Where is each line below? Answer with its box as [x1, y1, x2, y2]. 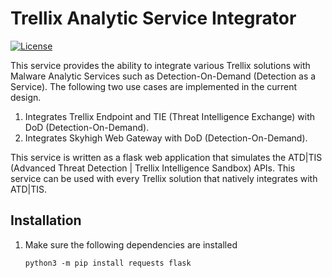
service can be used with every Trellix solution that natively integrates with [10, 172, 318, 184]
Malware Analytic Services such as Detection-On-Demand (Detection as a [10, 70, 317, 82]
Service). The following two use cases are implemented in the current [10, 80, 298, 92]
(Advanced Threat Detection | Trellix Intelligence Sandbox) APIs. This [10, 162, 296, 174]
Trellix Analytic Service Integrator [10, 7, 297, 30]
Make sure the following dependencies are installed [24, 238, 238, 251]
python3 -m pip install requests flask [24, 258, 192, 268]
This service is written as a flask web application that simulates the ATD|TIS [10, 151, 323, 163]
